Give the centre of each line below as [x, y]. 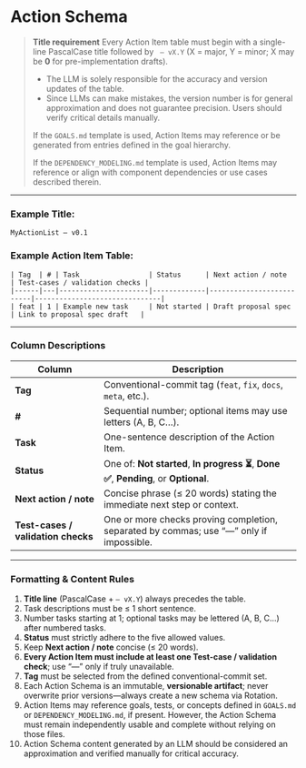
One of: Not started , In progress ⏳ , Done [192, 463]
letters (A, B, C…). [142, 422]
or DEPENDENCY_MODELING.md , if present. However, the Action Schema [150, 715]
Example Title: [43, 214]
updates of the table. [85, 88]
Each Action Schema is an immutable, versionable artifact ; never [146, 686]
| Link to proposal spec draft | [78, 314]
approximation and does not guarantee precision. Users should [164, 107]
